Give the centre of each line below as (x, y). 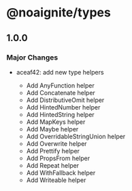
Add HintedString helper (60, 114)
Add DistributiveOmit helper (65, 100)
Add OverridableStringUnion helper (76, 136)
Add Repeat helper (53, 165)
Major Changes (32, 58)
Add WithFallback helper (61, 173)
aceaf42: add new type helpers (60, 72)
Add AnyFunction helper (60, 85)
